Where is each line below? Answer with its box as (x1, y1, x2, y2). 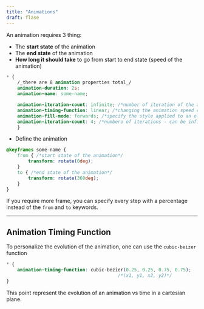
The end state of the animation (15, 49, 93, 56)
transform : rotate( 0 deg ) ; (28, 158, 94, 164)
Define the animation (15, 135, 68, 142)
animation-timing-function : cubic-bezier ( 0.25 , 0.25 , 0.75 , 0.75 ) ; (17, 267, 191, 273)
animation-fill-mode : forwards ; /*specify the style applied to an (17, 113, 191, 119)
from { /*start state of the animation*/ (17, 153, 123, 159)
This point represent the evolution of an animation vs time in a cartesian (6, 289, 186, 296)
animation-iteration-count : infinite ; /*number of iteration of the (17, 102, 194, 108)
